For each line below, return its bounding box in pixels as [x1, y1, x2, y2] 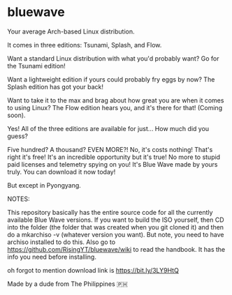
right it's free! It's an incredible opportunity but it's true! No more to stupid [7, 153, 221, 161]
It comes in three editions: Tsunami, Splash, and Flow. [7, 40, 162, 49]
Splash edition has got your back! [7, 82, 103, 91]
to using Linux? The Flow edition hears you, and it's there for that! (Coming [7, 103, 222, 112]
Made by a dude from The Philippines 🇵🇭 [7, 280, 128, 288]
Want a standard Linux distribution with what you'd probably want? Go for [7, 54, 219, 63]
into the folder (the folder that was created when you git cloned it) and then [7, 222, 224, 231]
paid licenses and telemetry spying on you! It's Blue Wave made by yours [7, 160, 218, 168]
